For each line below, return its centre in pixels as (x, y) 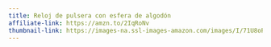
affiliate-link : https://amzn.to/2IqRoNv (79, 23)
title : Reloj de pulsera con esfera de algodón (90, 16)
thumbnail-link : (35, 30)
